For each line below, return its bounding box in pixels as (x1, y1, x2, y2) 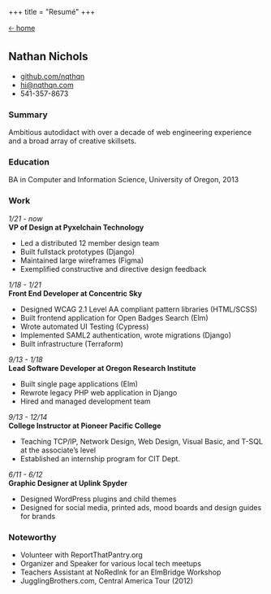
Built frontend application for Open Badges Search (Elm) (19, 312, 209, 322)
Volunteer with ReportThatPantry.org (19, 550, 144, 560)
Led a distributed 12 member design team (19, 238, 160, 247)
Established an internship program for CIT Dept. (19, 453, 181, 463)
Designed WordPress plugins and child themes (19, 494, 177, 504)
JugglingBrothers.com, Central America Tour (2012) (19, 576, 193, 585)
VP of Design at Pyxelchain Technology (8, 222, 144, 232)
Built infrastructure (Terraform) (19, 338, 124, 348)
